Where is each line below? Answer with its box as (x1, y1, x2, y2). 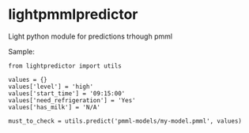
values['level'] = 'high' (8, 83, 93, 91)
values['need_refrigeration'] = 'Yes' (8, 96, 136, 104)
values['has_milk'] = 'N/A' (8, 103, 101, 111)
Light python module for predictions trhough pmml (8, 31, 172, 41)
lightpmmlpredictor (8, 6, 138, 24)
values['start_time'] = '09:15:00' (8, 89, 126, 98)
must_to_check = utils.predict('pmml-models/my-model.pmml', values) (8, 116, 243, 125)
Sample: (8, 46, 36, 56)
